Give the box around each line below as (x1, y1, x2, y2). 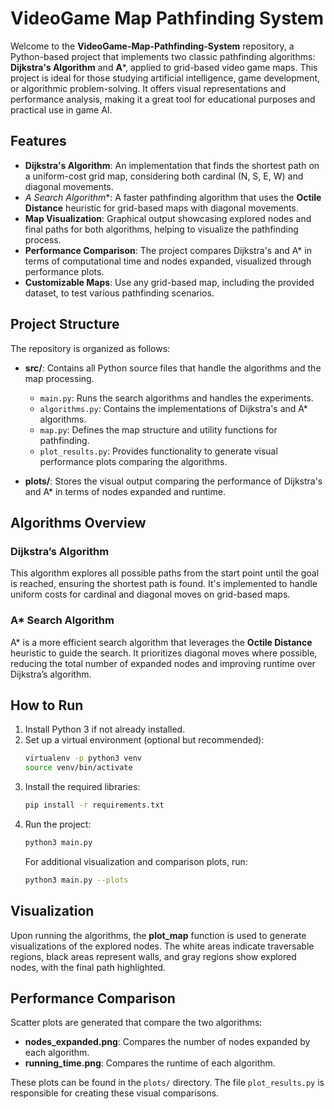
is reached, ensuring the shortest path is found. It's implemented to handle (10, 578, 318, 590)
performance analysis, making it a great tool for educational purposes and (10, 93, 316, 105)
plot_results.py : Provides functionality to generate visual (39, 445, 278, 457)
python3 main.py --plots (24, 875, 129, 885)
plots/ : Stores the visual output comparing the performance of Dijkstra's (24, 475, 323, 487)
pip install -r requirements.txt (24, 800, 165, 811)
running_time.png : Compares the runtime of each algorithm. (24, 1057, 276, 1069)
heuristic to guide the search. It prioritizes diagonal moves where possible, (10, 647, 318, 659)
